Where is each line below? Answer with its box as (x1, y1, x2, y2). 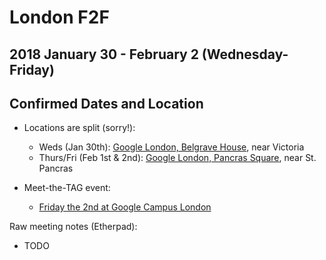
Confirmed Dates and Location (9, 95, 204, 112)
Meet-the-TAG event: (23, 182, 111, 194)
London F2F (9, 6, 110, 29)
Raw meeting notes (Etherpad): (9, 221, 138, 233)
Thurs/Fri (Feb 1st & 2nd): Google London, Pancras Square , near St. (38, 152, 317, 164)
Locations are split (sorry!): (23, 122, 136, 134)
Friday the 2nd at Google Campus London (38, 201, 212, 213)
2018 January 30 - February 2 (9, 46, 199, 63)
